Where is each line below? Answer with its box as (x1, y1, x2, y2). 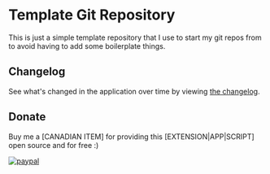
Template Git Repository (8, 6, 176, 24)
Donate (8, 110, 46, 124)
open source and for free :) (8, 140, 99, 150)
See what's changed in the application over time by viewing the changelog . (8, 86, 260, 96)
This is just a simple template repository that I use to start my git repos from (8, 33, 262, 42)
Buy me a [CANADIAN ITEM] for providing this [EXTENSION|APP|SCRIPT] (8, 132, 255, 141)
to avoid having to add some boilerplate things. (8, 41, 166, 50)
